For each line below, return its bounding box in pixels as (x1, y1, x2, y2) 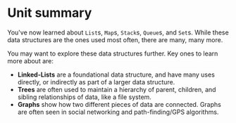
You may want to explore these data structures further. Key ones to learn (7, 49, 218, 58)
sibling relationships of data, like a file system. (17, 93, 151, 101)
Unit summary (7, 5, 92, 21)
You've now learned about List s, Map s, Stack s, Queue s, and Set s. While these (7, 28, 229, 37)
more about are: (7, 56, 54, 65)
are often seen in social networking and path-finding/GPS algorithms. (17, 108, 219, 116)
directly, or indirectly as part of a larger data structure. (17, 77, 175, 86)
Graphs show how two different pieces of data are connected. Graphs (17, 100, 222, 108)
